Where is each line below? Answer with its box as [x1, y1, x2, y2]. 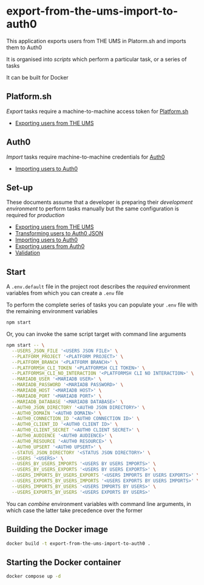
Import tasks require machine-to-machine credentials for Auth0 [6, 153, 165, 161]
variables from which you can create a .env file [6, 289, 124, 297]
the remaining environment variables [6, 308, 98, 315]
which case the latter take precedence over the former [6, 507, 143, 514]
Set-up [6, 182, 33, 193]
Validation [15, 249, 41, 257]
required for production [6, 212, 65, 219]
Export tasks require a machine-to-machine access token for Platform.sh [6, 108, 189, 115]
